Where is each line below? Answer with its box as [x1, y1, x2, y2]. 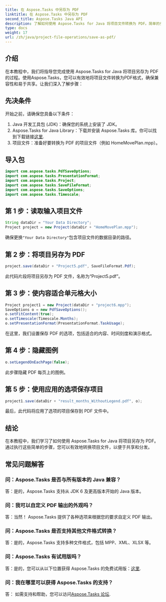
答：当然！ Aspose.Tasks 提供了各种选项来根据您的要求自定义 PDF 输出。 [5, 514, 155, 520]
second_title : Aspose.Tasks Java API [5, 16, 83, 21]
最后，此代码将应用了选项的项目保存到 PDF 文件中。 [5, 408, 112, 414]
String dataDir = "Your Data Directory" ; [5, 220, 92, 225]
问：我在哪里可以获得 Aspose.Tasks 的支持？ [5, 579, 114, 586]
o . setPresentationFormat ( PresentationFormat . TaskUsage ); [5, 321, 125, 326]
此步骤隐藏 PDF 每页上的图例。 [5, 369, 68, 375]
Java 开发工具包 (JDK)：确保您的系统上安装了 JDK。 [12, 121, 120, 127]
